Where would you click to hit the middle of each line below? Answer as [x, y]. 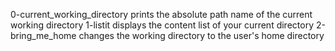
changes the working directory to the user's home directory [201, 35]
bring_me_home [43, 35]
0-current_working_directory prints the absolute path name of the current [161, 14]
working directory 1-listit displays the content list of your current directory [162, 25]
